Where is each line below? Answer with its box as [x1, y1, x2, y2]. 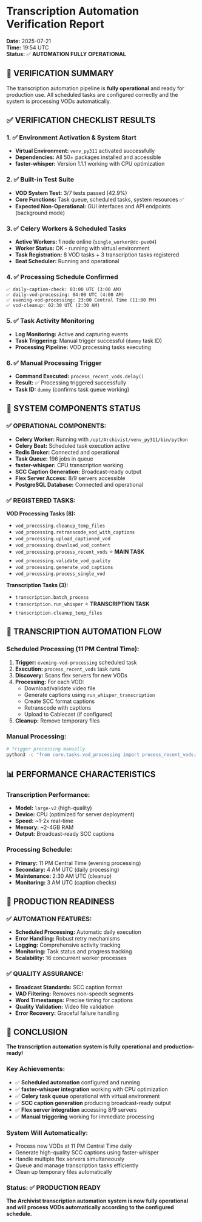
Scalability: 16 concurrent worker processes [15, 955, 127, 962]
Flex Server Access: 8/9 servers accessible [15, 474, 126, 482]
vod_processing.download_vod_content [15, 542, 111, 548]
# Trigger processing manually [6, 746, 86, 752]
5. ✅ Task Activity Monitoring [6, 317, 95, 325]
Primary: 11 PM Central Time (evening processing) [15, 859, 141, 866]
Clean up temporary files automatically [15, 1168, 112, 1176]
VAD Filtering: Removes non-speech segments [15, 990, 134, 997]
